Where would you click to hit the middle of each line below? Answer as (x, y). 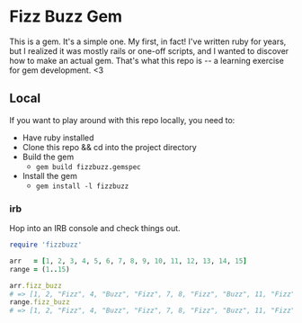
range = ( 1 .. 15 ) (40, 269)
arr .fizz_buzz (36, 285)
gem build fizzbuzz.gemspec (88, 167)
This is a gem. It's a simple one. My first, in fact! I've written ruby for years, (148, 41)
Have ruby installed (58, 138)
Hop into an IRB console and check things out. (95, 229)
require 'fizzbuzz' (46, 245)
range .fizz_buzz (40, 302)
